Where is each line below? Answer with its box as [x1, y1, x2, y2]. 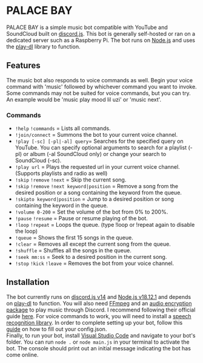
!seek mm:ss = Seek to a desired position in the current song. [15, 253, 167, 261]
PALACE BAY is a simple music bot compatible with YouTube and [6, 24, 168, 31]
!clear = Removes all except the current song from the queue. [15, 240, 171, 248]
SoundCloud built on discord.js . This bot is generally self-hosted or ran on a [6, 30, 196, 37]
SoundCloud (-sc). [15, 157, 62, 164]
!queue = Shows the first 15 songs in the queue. [15, 234, 133, 241]
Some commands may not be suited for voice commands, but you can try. [6, 89, 191, 97]
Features [6, 60, 41, 71]
